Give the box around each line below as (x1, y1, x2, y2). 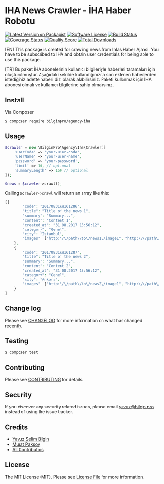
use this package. (5, 56, 41, 62)
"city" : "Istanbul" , (22, 231, 64, 236)
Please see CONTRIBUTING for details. (5, 377, 84, 382)
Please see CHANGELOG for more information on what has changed (5, 317, 143, 323)
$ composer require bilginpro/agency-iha (5, 118, 91, 124)
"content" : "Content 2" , (22, 263, 73, 268)
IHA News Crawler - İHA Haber (5, 5, 132, 16)
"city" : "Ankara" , (22, 277, 60, 282)
